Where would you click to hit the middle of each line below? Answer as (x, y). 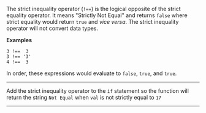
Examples (19, 40)
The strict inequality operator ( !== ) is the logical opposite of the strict (93, 9)
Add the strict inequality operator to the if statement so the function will (97, 91)
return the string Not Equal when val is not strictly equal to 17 (84, 97)
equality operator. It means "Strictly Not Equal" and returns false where (97, 15)
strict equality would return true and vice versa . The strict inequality (93, 22)
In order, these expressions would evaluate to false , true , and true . (92, 73)
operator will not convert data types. (52, 28)
